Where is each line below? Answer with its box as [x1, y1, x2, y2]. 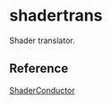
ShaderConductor [9, 84, 75, 95]
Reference [9, 61, 69, 76]
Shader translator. [9, 35, 75, 46]
